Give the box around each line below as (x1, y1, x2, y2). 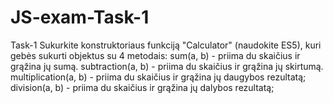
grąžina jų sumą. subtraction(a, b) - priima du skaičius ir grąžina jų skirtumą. (10, 60, 324, 72)
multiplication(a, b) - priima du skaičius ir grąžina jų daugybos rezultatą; (10, 71, 307, 83)
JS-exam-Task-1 (10, 6, 150, 29)
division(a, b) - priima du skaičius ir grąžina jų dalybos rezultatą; (10, 81, 275, 93)
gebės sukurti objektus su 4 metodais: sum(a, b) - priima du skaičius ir (10, 49, 301, 61)
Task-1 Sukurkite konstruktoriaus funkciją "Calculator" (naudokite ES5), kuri (10, 39, 322, 51)
